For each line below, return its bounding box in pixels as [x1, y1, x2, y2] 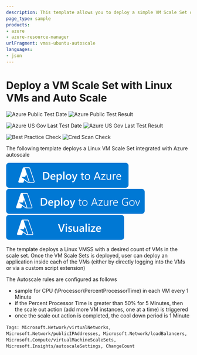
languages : [6, 47, 33, 53]
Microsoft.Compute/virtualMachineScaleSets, [6, 337, 117, 343]
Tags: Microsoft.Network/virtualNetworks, [6, 324, 111, 330]
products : [6, 22, 30, 28]
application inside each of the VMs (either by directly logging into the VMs [6, 258, 186, 265]
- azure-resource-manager [6, 34, 69, 40]
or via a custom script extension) [6, 264, 86, 271]
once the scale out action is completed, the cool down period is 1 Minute [14, 312, 190, 319]
